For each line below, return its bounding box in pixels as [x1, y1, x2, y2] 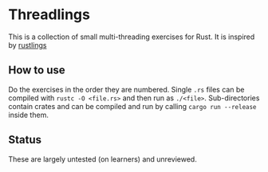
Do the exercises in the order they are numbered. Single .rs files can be [8, 84, 245, 94]
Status [8, 133, 42, 147]
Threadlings [8, 6, 90, 24]
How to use [8, 64, 65, 77]
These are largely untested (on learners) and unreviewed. [8, 154, 197, 164]
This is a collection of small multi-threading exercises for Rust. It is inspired [8, 32, 255, 41]
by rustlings [8, 40, 47, 49]
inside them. [8, 110, 49, 119]
